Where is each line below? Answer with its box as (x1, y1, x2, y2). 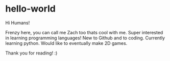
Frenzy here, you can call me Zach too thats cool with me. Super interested (5, 29, 163, 35)
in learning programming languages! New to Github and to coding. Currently (5, 35, 165, 41)
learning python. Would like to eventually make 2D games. (5, 40, 128, 46)
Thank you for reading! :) (5, 50, 58, 56)
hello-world (5, 3, 56, 15)
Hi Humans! (5, 20, 30, 26)
